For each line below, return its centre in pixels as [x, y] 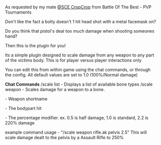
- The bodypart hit [24, 108]
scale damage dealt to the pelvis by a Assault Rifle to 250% [64, 137]
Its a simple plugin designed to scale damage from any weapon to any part [80, 55]
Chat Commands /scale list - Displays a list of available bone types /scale [79, 84]
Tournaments [18, 12]
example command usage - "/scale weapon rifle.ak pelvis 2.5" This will [76, 132]
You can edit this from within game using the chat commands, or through [78, 70]
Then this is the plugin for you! [36, 45]
